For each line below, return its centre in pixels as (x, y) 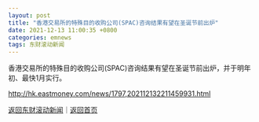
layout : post (29, 15)
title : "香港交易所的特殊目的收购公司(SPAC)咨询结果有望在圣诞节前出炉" (113, 23)
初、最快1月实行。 (37, 78)
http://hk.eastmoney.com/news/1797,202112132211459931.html (109, 94)
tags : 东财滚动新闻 (36, 45)
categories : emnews (40, 37)
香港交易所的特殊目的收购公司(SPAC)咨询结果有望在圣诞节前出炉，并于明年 (129, 68)
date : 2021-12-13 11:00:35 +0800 (63, 30)
